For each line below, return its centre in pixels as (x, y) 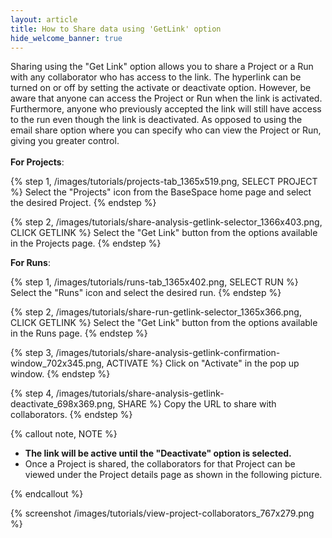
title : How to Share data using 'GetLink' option (116, 29)
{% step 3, (32, 353)
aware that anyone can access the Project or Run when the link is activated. (166, 98)
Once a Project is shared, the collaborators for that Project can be (160, 464)
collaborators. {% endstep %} (71, 415)
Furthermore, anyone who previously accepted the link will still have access (166, 109)
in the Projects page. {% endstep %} (86, 243)
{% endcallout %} (47, 494)
